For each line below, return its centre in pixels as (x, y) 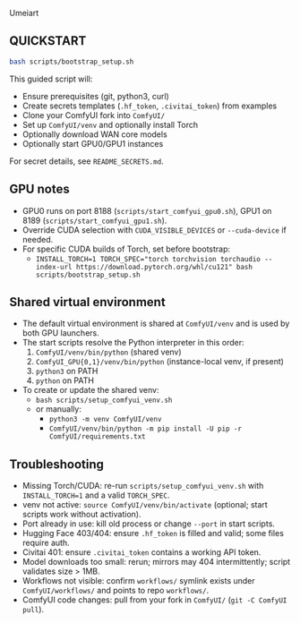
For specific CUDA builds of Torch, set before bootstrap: (126, 249)
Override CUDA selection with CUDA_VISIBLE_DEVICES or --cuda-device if (154, 230)
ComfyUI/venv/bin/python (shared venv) (108, 352)
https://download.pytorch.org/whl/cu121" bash (164, 267)
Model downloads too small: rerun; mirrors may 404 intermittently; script (156, 562)
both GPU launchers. (61, 333)
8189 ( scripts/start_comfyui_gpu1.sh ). (94, 220)
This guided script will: (51, 79)
